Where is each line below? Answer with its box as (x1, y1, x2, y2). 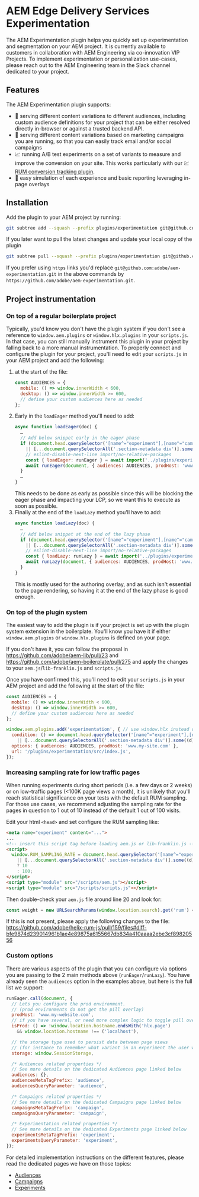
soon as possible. (14, 502, 58, 510)
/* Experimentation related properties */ (11, 1121, 118, 1127)
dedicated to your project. (6, 68, 70, 75)
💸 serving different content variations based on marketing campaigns (14, 131, 184, 138)
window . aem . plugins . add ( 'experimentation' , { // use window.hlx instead (6, 727, 190, 733)
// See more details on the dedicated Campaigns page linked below (11, 1099, 182, 1105)
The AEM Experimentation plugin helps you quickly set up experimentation (6, 36, 188, 43)
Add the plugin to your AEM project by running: (6, 214, 121, 221)
